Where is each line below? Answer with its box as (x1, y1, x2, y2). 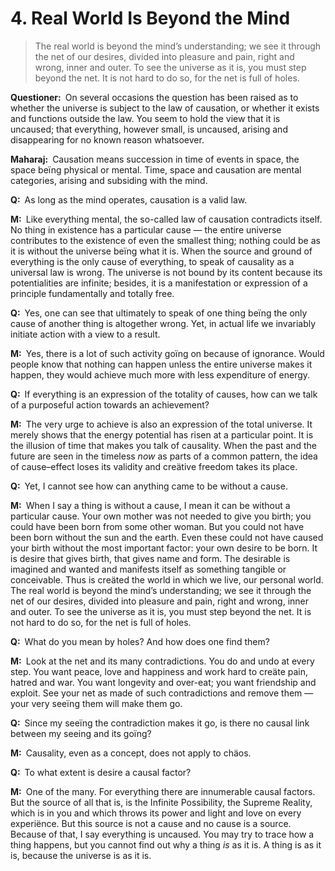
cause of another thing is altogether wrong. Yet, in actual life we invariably (10, 317, 317, 329)
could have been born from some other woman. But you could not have (10, 520, 305, 532)
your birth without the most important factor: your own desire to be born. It (10, 542, 318, 554)
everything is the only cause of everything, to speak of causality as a (10, 255, 295, 267)
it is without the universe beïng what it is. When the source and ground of (10, 245, 313, 257)
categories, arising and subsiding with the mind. (10, 174, 208, 186)
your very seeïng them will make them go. (10, 697, 183, 709)
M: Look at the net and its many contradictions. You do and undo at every (10, 655, 315, 667)
